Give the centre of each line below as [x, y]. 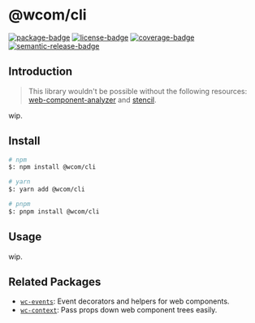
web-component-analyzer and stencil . [92, 100]
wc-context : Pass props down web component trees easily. [119, 310]
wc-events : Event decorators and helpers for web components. [125, 301]
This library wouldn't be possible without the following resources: [138, 91]
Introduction [41, 72]
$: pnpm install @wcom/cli [54, 211]
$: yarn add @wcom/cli [47, 189]
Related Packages [55, 282]
